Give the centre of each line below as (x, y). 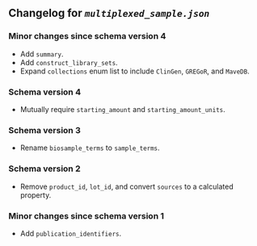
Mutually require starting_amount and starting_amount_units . (123, 109)
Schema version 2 (44, 169)
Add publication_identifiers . (71, 233)
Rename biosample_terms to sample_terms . (90, 148)
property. (36, 195)
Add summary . (42, 54)
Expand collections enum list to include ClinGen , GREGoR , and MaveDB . (135, 71)
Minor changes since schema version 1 (86, 215)
